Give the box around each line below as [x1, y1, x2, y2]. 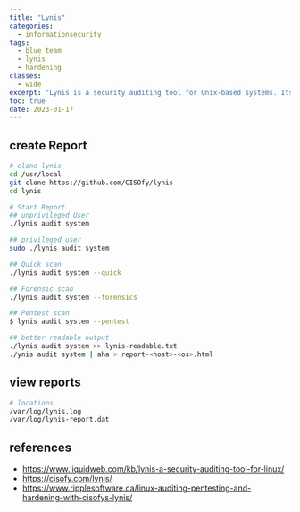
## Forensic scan [9, 284, 74, 294]
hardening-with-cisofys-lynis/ [21, 492, 133, 503]
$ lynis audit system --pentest [9, 317, 129, 327]
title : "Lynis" [9, 13, 66, 22]
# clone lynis [9, 162, 62, 171]
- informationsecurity [17, 30, 102, 38]
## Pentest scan [9, 309, 70, 318]
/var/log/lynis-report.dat [9, 415, 110, 424]
